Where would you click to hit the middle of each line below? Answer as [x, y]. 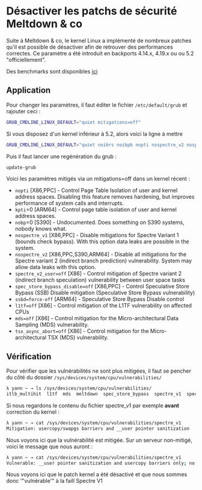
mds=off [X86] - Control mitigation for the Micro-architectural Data [97, 318]
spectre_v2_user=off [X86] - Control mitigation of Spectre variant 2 [98, 274]
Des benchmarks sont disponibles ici [52, 71]
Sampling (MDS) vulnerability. [52, 325]
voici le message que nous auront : [50, 446]
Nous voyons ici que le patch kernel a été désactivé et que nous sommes [97, 474]
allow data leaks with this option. [55, 267]
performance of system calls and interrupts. [69, 203]
